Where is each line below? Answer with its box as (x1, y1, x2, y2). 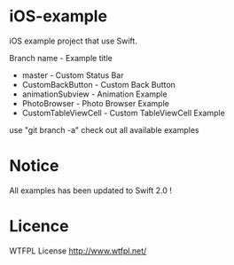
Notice (9, 156, 59, 176)
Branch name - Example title (9, 52, 113, 63)
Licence (9, 216, 69, 237)
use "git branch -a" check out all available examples (9, 124, 199, 135)
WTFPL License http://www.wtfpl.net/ (9, 246, 147, 256)
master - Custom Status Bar (21, 69, 124, 81)
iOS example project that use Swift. (9, 35, 137, 46)
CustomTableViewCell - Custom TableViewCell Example (21, 107, 226, 118)
